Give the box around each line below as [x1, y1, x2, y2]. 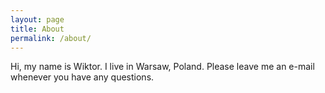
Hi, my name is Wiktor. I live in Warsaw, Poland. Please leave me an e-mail [10, 61, 315, 73]
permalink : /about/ [10, 33, 92, 43]
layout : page [10, 14, 65, 25]
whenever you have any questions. [10, 71, 155, 83]
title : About [10, 24, 65, 34]
